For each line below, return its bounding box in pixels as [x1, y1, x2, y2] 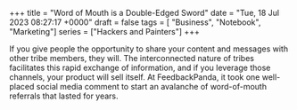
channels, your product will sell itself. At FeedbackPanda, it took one [9, 72, 260, 82]
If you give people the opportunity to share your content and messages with [9, 43, 288, 54]
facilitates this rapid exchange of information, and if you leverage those [9, 62, 271, 73]
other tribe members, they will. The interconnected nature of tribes [9, 53, 254, 63]
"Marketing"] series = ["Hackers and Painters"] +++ [9, 27, 201, 36]
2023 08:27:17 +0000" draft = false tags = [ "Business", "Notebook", [9, 17, 261, 27]
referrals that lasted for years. [9, 90, 119, 101]
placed [9, 82, 35, 91]
